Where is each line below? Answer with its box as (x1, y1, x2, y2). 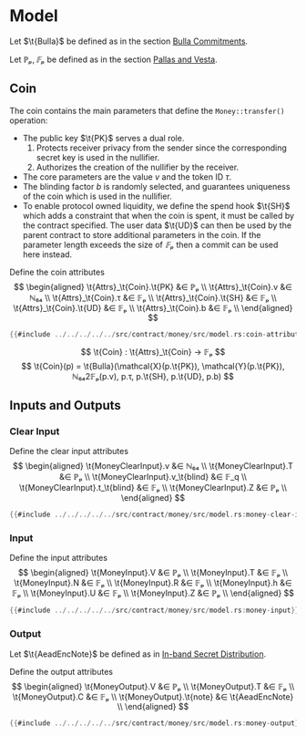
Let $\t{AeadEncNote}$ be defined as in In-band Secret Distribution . (9, 649, 267, 659)
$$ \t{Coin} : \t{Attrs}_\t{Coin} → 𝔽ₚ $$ (80, 346, 226, 357)
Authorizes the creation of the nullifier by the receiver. (36, 161, 240, 172)
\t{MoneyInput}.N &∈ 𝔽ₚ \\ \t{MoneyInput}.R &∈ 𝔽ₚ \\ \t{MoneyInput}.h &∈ (13, 577, 293, 588)
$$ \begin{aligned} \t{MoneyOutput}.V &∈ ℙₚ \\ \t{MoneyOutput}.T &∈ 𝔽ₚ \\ (11, 680, 295, 691)
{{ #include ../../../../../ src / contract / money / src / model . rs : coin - (9, 329, 267, 338)
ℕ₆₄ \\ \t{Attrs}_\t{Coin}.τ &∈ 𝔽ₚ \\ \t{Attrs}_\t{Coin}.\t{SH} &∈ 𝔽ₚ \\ (28, 292, 278, 303)
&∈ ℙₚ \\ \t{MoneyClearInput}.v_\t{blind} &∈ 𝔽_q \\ (58, 472, 248, 483)
